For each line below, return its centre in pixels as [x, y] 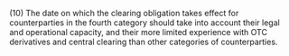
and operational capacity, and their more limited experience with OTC [139, 32]
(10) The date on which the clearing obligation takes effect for [124, 13]
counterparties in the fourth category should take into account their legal [144, 23]
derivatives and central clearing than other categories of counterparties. [144, 42]
